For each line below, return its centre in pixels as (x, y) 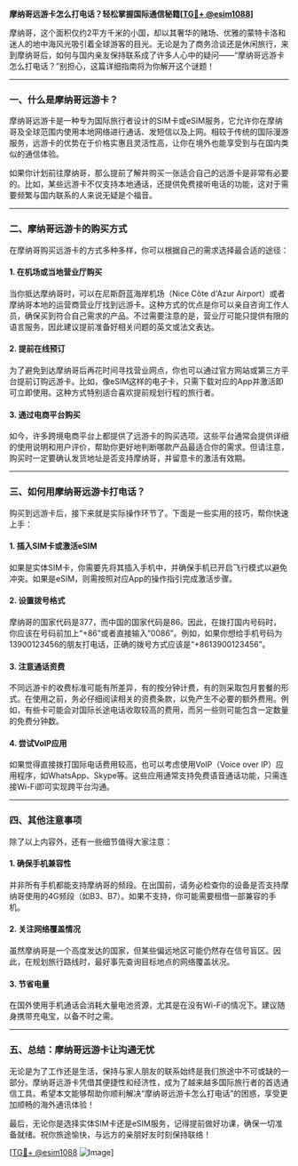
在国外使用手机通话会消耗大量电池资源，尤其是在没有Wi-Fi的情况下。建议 (143, 1005)
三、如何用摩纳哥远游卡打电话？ (78, 492)
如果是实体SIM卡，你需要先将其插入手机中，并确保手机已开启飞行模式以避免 (149, 567)
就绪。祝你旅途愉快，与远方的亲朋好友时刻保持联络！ (114, 1134)
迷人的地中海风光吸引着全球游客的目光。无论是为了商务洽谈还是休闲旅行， (145, 44)
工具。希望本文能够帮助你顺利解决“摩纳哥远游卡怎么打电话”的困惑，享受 (149, 1093)
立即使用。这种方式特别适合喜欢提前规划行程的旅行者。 (118, 392)
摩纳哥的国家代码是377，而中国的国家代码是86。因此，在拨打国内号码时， (145, 622)
